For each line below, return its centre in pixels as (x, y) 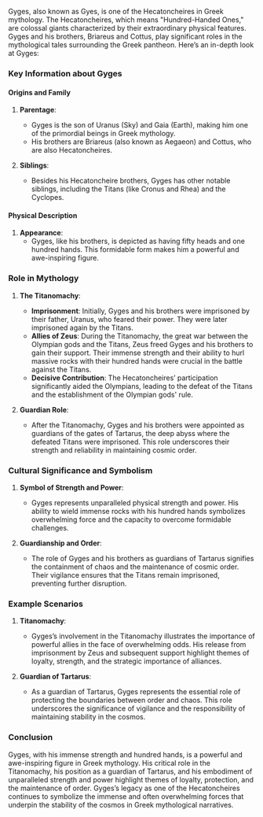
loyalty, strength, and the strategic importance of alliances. (126, 661)
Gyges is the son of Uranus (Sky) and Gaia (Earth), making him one (140, 125)
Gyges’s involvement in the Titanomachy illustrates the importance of (143, 636)
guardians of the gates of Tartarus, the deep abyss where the (130, 433)
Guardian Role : (44, 409)
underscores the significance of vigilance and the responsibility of (138, 708)
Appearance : (41, 233)
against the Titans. (61, 369)
